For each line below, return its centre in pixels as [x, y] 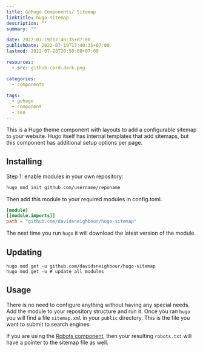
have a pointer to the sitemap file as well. [58, 342]
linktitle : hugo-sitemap [38, 18]
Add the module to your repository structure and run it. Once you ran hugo [98, 311]
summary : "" [21, 29]
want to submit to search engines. [49, 324]
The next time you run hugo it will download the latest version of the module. [101, 233]
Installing [24, 162]
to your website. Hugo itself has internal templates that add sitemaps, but [98, 136]
